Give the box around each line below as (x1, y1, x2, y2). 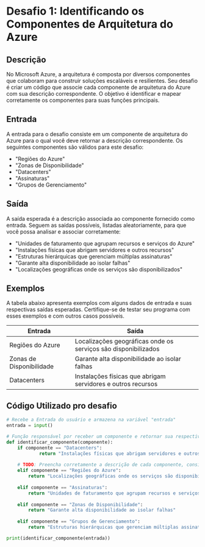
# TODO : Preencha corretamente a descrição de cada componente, (17, 462, 184, 468)
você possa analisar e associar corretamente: (6, 227, 121, 235)
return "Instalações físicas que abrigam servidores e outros (38, 450, 201, 457)
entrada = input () (6, 423, 53, 429)
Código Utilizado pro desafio (6, 401, 117, 411)
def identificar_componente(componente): (6, 439, 113, 445)
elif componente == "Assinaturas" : (17, 484, 108, 490)
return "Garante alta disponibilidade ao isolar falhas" (28, 507, 176, 513)
